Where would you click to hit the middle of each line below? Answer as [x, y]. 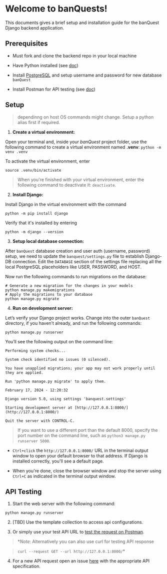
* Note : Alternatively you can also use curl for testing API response [85, 541]
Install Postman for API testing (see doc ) [54, 89]
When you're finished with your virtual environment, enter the [81, 179]
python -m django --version [34, 232]
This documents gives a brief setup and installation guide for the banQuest [82, 23]
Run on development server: [43, 308]
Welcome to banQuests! [56, 9]
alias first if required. [39, 122]
